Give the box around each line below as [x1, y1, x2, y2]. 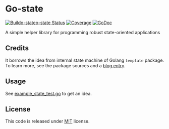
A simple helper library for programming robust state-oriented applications [5, 29, 160, 35]
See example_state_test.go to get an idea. [5, 90, 92, 96]
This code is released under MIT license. [5, 118, 90, 124]
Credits [5, 44, 29, 53]
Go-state [5, 3, 44, 15]
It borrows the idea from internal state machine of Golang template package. [5, 57, 164, 63]
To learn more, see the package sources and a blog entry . [5, 62, 126, 68]
